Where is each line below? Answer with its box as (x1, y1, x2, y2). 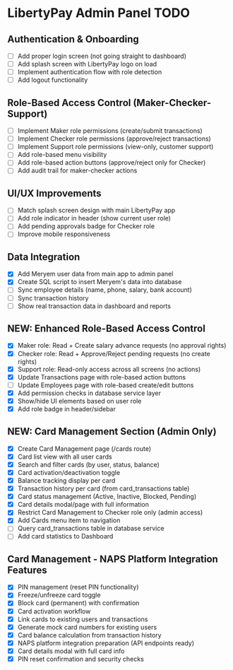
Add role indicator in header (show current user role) (17, 214, 172, 223)
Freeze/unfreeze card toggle (17, 591, 101, 599)
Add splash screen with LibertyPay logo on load (17, 60, 157, 69)
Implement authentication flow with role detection (17, 68, 162, 76)
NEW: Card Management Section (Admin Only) (7, 425, 217, 437)
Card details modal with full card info (17, 647, 125, 655)
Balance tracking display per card (17, 476, 116, 485)
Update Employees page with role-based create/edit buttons (17, 380, 194, 389)
